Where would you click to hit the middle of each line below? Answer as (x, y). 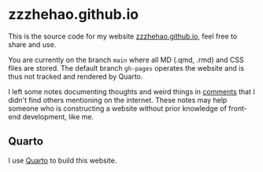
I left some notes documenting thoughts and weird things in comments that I (132, 91)
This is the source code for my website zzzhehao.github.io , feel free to (123, 36)
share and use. (32, 44)
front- (238, 108)
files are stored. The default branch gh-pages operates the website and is (126, 68)
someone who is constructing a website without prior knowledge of (117, 108)
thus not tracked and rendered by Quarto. (76, 76)
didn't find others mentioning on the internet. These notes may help (118, 100)
